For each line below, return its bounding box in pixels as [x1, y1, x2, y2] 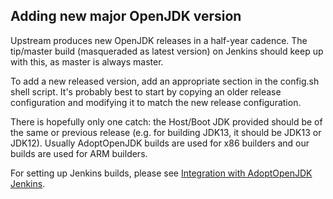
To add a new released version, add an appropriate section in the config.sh [10, 75, 320, 87]
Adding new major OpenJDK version [10, 8, 242, 25]
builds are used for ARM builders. [10, 147, 148, 159]
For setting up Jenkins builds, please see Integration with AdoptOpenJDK [10, 167, 313, 179]
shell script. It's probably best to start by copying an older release [10, 85, 282, 98]
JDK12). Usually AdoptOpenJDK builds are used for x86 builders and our [10, 137, 310, 149]
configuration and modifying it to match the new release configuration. [10, 96, 302, 108]
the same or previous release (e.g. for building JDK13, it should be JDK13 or [10, 126, 322, 138]
